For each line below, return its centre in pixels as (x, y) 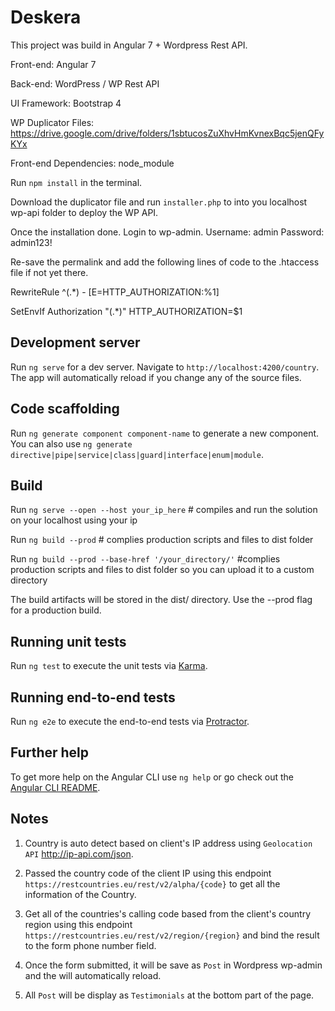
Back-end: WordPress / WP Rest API (85, 83)
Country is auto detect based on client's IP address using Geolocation (168, 843)
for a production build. (56, 610)
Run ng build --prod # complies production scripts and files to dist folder (162, 540)
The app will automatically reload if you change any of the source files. (156, 377)
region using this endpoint (78, 924)
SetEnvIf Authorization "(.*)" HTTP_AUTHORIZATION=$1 (126, 311)
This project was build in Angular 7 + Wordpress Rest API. (129, 45)
